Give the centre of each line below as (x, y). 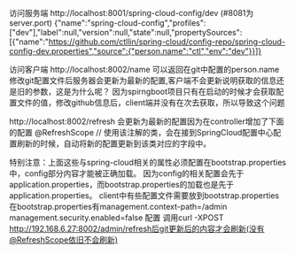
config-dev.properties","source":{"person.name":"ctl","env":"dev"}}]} (136, 51)
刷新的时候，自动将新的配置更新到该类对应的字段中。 (113, 143)
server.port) (31, 23)
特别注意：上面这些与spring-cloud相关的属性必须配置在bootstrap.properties (147, 162)
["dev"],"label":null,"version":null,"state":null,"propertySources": (126, 32)
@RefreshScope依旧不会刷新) (63, 240)
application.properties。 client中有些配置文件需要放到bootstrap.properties (144, 196)
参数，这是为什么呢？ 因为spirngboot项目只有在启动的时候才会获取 (154, 92)
